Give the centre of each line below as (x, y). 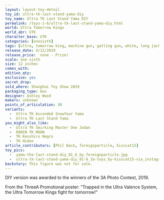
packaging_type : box (26, 91)
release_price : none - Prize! (37, 55)
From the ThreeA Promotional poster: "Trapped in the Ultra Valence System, (81, 187)
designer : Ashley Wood (28, 96)
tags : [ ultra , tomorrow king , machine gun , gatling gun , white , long (77, 46)
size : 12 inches (21, 64)
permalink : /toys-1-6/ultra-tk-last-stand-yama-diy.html (64, 23)
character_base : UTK (26, 37)
